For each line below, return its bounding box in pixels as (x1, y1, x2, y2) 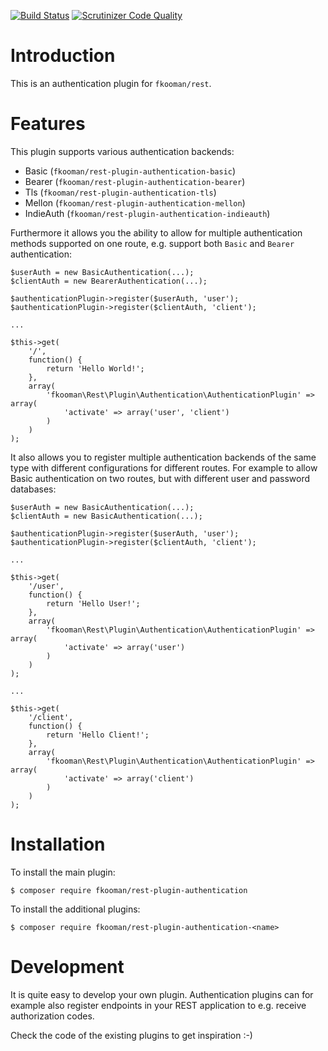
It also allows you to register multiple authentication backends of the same (10, 451, 317, 463)
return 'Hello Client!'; (46, 730, 150, 740)
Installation (10, 833, 106, 856)
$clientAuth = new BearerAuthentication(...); (10, 276, 208, 286)
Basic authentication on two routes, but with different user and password (10, 472, 311, 484)
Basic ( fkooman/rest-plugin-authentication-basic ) (24, 165, 237, 177)
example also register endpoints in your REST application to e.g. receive (10, 999, 307, 1011)
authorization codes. (10, 1010, 95, 1022)
